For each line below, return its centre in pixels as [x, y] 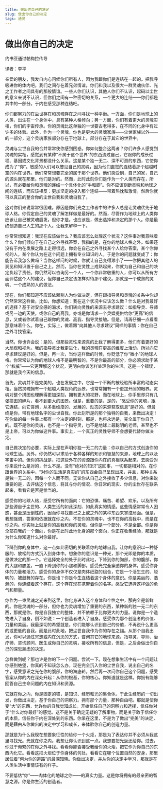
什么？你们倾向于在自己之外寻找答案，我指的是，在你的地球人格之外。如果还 [81, 242]
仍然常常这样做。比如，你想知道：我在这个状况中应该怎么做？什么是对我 [77, 301]
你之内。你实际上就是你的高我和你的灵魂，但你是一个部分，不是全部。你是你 [81, 525]
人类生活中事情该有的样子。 [33, 765]
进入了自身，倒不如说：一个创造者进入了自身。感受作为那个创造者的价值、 [83, 619]
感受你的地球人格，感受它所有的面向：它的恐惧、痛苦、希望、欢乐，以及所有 [81, 501]
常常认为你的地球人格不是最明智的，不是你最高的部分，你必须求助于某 [88, 360]
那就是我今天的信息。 [26, 372]
